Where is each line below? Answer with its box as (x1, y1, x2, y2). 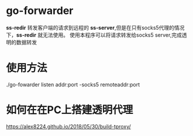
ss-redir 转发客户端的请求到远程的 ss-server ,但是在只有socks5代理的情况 (6, 24, 185, 31)
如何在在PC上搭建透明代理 (6, 103, 133, 117)
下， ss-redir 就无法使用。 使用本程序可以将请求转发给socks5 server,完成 (6, 31, 182, 39)
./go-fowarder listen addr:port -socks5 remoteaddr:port (6, 81, 140, 88)
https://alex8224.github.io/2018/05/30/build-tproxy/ (6, 123, 132, 130)
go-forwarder (6, 4, 74, 18)
